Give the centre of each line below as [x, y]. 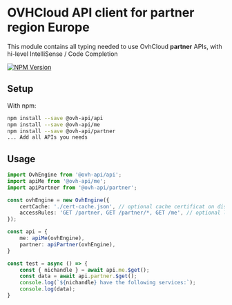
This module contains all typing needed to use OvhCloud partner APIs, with [115, 46]
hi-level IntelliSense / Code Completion [63, 54]
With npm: [22, 106]
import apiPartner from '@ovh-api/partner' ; [72, 188]
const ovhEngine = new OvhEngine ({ [58, 200]
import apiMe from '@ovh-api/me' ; [57, 181]
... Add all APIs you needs [48, 137]
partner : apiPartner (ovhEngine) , [68, 244]
